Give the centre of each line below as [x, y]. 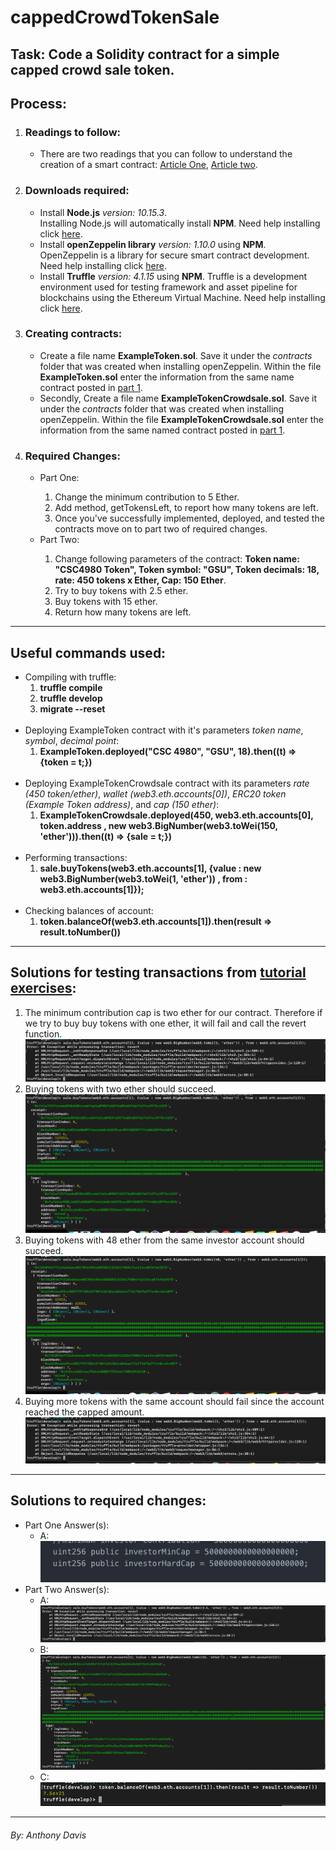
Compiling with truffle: [70, 677]
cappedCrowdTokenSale [115, 17]
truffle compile [71, 687]
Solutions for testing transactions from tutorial [158, 972]
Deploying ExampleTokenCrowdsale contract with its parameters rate [167, 783]
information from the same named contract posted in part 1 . [162, 430]
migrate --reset [72, 708]
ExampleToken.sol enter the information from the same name [167, 377]
